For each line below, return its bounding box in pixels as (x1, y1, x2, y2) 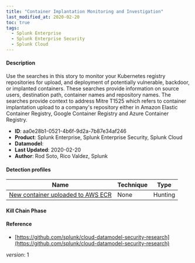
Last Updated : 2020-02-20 (14, 146, 81, 153)
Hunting (153, 191, 176, 199)
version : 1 (6, 251, 29, 258)
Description (6, 59, 36, 66)
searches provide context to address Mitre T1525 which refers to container (6, 97, 186, 104)
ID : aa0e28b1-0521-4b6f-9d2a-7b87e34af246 (14, 127, 127, 135)
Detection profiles (6, 166, 51, 173)
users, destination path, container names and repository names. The (6, 92, 171, 99)
